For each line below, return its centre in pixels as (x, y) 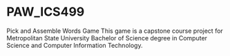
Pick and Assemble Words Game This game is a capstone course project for (115, 31)
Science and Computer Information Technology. (75, 45)
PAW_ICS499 (46, 12)
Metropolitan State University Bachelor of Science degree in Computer (107, 38)
